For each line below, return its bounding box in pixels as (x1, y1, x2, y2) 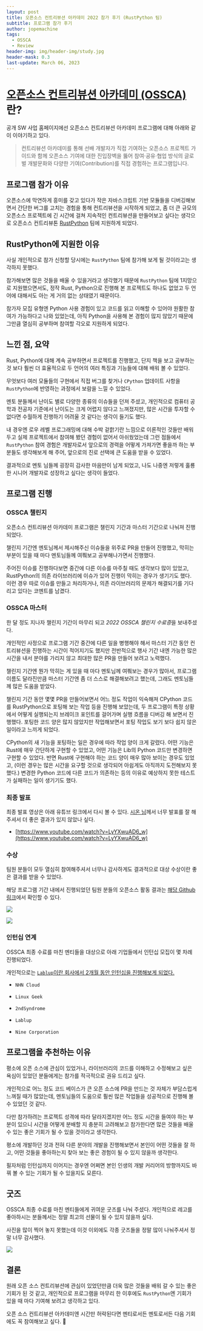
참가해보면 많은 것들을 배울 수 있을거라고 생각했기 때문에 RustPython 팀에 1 (6, 277, 183, 284)
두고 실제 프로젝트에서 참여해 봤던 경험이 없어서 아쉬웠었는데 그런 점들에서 (6, 433, 181, 440)
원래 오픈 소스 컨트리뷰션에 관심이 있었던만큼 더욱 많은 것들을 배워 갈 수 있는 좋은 (6, 1282, 197, 1290)
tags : (6, 32, 20, 38)
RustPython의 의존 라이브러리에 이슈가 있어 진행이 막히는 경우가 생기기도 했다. (6, 572, 192, 579)
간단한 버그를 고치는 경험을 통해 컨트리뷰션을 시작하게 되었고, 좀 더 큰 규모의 (17, 204, 197, 211)
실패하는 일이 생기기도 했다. (12, 776, 78, 784)
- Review (12, 43, 34, 49)
